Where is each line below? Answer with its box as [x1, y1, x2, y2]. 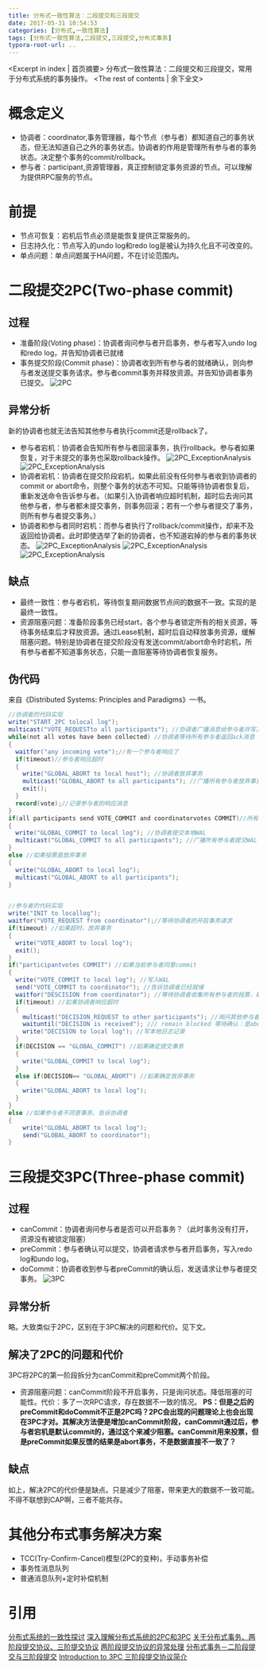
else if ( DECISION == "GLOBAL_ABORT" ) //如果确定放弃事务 [15, 1072, 195, 1080]
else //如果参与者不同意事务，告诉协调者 [8, 1109, 129, 1117]
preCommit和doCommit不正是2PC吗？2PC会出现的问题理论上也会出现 [19, 1407, 254, 1416]
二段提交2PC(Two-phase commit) [8, 281, 234, 300]
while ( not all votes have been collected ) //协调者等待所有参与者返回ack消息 [8, 733, 255, 742]
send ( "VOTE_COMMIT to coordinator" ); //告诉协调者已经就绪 [15, 983, 204, 992]
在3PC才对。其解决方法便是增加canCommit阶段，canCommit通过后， [19, 1416, 252, 1427]
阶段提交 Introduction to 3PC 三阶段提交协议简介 [29, 1652, 188, 1661]
